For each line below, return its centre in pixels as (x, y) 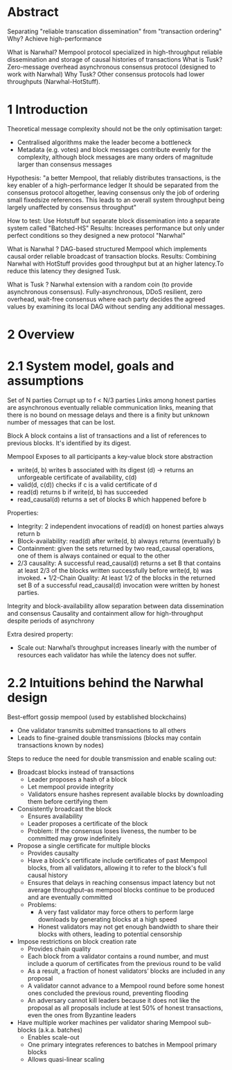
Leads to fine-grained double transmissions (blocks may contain (109, 737)
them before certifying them (68, 801)
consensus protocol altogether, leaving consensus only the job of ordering (113, 192)
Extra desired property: (41, 634)
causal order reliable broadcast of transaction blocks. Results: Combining (112, 256)
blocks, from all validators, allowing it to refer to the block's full (117, 868)
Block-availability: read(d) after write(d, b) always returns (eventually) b (119, 541)
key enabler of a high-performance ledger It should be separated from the (113, 185)
